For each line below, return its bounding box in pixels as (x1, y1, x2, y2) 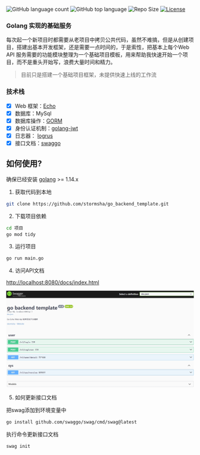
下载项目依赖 (14, 212, 46, 220)
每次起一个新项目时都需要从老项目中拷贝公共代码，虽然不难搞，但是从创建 (6, 36, 189, 43)
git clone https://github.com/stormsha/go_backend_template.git (6, 201, 169, 207)
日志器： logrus (14, 132, 54, 139)
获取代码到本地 (14, 188, 52, 195)
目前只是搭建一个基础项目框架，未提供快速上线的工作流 (20, 71, 157, 79)
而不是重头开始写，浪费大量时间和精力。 (16, 58, 116, 66)
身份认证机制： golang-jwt (14, 124, 79, 132)
